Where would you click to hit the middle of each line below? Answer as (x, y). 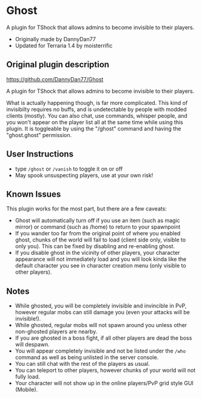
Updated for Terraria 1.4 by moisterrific (64, 46)
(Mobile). (26, 390)
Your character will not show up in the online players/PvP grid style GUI (104, 383)
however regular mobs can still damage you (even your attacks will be (102, 312)
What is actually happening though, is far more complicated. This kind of (97, 103)
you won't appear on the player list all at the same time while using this (95, 122)
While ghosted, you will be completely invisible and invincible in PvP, (101, 306)
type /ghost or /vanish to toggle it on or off (69, 169)
